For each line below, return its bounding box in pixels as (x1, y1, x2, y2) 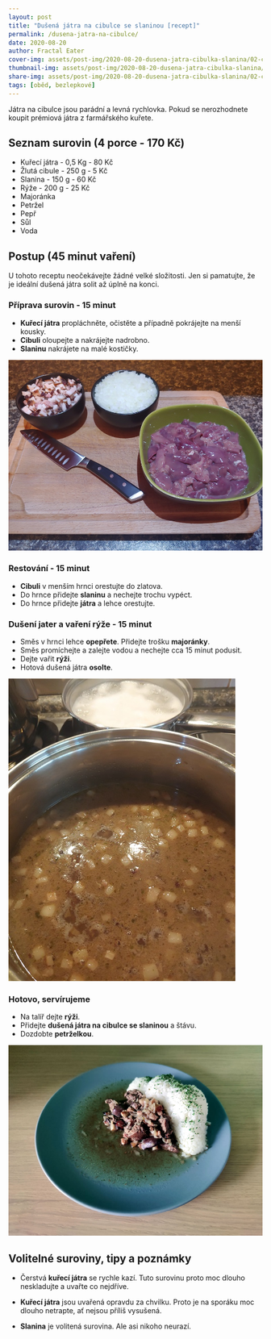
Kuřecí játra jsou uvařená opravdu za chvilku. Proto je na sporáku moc (19, 1297, 255, 1307)
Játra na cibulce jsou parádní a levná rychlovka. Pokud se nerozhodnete (8, 104, 248, 114)
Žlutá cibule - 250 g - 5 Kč (19, 166, 108, 176)
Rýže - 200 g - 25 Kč (19, 183, 90, 193)
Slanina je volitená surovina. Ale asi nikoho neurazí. (19, 1321, 192, 1331)
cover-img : (8, 56, 45, 64)
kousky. (19, 327, 47, 336)
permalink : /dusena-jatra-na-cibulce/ (8, 30, 139, 38)
